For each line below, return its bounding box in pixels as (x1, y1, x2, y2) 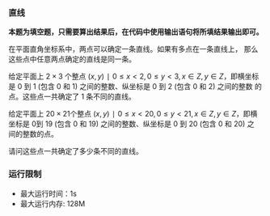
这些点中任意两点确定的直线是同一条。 (8, 54, 136, 64)
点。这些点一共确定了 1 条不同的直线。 (8, 91, 136, 102)
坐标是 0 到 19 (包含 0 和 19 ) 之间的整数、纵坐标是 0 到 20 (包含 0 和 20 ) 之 (8, 119, 255, 129)
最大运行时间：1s (19, 188, 77, 198)
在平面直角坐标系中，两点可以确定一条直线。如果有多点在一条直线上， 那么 (8, 44, 259, 54)
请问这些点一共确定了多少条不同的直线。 (8, 146, 143, 156)
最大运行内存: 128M (19, 198, 86, 208)
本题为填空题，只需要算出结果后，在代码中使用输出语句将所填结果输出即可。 (8, 27, 264, 37)
